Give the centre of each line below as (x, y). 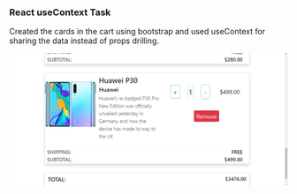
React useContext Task (60, 12)
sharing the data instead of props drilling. (84, 41)
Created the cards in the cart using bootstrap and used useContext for (137, 32)
